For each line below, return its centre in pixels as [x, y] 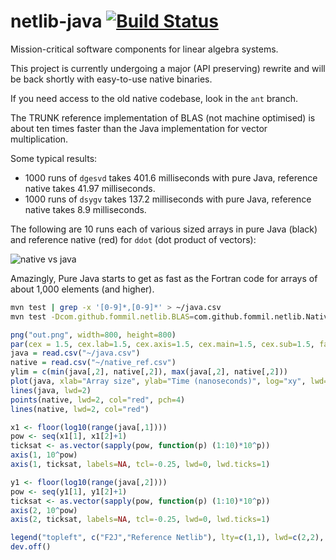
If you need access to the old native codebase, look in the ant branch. [154, 98]
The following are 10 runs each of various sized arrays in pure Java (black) [164, 229]
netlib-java [56, 21]
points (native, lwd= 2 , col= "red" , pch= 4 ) [98, 400]
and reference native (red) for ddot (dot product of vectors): [133, 239]
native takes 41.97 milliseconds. [90, 188]
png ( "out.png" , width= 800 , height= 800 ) [93, 335]
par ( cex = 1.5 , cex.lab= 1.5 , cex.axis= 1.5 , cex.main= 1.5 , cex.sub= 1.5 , [162, 344]
